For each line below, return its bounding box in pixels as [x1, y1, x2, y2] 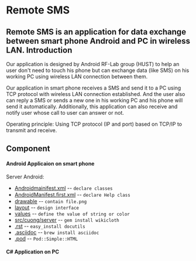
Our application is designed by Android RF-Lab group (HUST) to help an [6, 61, 180, 67]
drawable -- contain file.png [14, 197, 87, 205]
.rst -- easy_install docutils [14, 222, 86, 229]
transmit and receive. [6, 127, 57, 133]
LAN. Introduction [6, 45, 73, 55]
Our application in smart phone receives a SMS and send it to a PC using [6, 84, 181, 91]
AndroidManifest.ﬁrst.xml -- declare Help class [14, 191, 130, 198]
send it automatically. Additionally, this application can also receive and [6, 103, 178, 110]
